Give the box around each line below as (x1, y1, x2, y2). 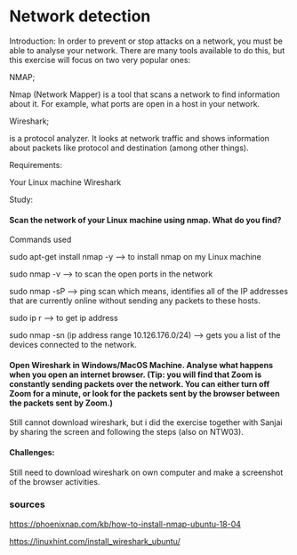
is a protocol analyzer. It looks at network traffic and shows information (9, 133, 269, 143)
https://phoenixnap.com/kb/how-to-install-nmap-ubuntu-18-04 (9, 519, 242, 529)
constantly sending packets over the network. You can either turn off (9, 378, 270, 389)
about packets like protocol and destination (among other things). (9, 142, 249, 153)
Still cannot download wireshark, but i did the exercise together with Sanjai (9, 417, 283, 428)
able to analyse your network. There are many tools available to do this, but (9, 44, 285, 55)
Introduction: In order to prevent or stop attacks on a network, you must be (9, 36, 283, 46)
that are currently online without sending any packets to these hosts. (9, 295, 261, 306)
